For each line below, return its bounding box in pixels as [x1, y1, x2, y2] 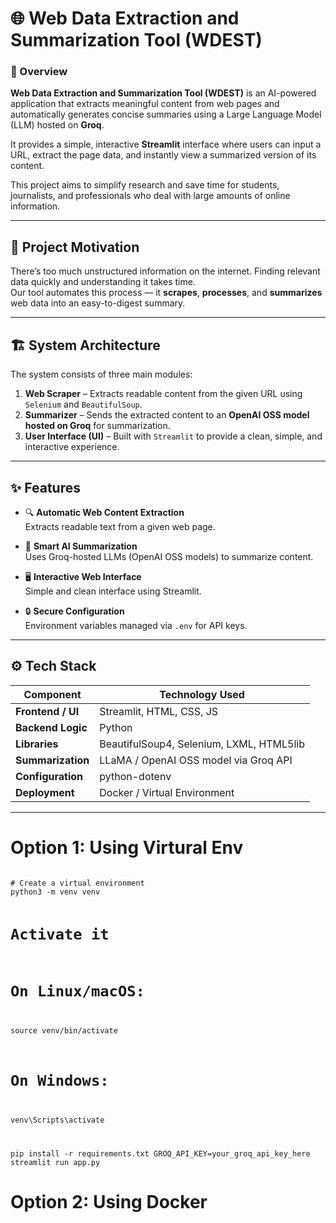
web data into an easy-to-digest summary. [10, 297, 186, 309]
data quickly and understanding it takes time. [10, 276, 196, 288]
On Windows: [10, 1072, 110, 1091]
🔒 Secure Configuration [24, 605, 125, 617]
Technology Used [159, 687, 245, 701]
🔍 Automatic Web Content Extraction [24, 506, 185, 518]
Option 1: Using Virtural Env [10, 836, 244, 859]
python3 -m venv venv [10, 887, 101, 897]
